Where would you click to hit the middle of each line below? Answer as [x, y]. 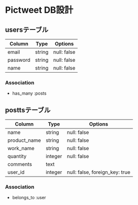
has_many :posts [29, 93]
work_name [21, 149]
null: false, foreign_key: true [99, 172]
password [19, 60]
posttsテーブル [28, 110]
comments [20, 164]
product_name [24, 140]
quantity [17, 156]
